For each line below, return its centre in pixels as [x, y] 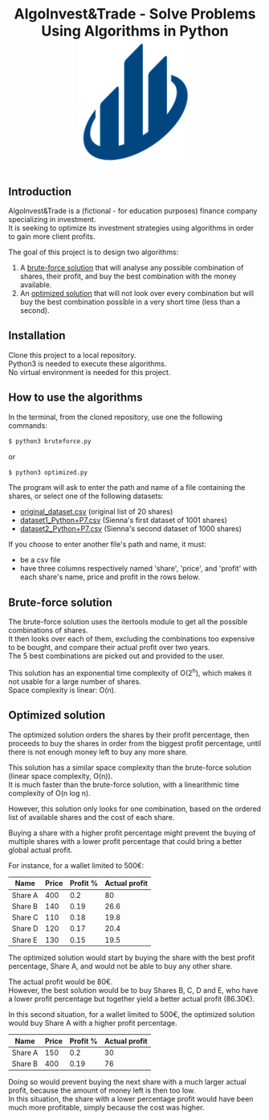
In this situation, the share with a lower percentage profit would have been [131, 1098]
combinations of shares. [48, 630]
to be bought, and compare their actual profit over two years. [109, 648]
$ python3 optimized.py [48, 472]
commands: [28, 425]
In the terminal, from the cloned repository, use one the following [116, 417]
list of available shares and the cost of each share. [92, 817]
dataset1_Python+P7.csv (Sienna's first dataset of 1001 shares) [123, 521]
